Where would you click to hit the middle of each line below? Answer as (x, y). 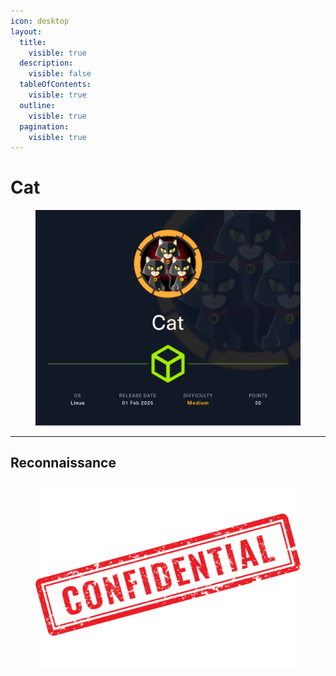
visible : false (60, 74)
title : (33, 42)
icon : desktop (40, 21)
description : (46, 63)
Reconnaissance (63, 463)
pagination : (44, 126)
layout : (26, 31)
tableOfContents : (55, 85)
